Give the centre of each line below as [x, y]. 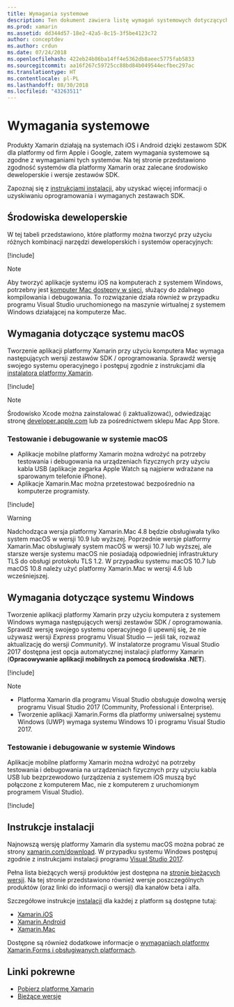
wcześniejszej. [28, 576]
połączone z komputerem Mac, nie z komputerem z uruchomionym [103, 785]
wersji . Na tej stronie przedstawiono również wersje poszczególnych [106, 879]
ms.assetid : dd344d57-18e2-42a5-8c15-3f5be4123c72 [82, 33]
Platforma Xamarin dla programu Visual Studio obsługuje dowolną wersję [122, 699]
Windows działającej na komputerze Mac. [67, 312]
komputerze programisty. [54, 491]
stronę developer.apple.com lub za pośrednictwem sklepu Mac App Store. [114, 421]
